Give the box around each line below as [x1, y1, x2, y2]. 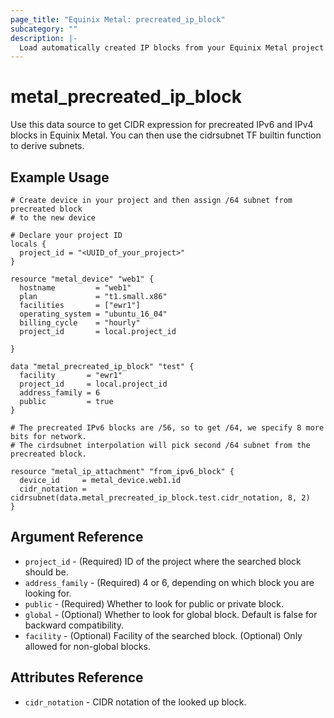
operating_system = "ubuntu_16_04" [19, 309, 168, 319]
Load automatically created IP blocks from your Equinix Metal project [19, 42, 325, 53]
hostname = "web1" [19, 283, 132, 293]
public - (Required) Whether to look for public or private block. [24, 597, 284, 610]
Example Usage [10, 169, 110, 186]
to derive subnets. [10, 140, 85, 152]
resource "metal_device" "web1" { [10, 274, 155, 284]
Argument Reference [10, 529, 144, 546]
